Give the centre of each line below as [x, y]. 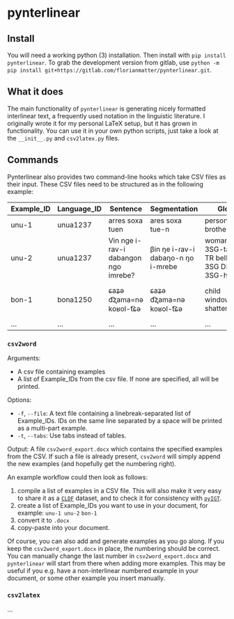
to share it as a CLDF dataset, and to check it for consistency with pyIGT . [119, 498]
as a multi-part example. [52, 428]
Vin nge [121, 240]
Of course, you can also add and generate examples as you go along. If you [116, 541]
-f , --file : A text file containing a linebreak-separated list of [104, 413]
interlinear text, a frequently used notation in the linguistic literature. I [106, 115]
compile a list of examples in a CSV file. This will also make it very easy [119, 490]
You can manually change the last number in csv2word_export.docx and [109, 556]
